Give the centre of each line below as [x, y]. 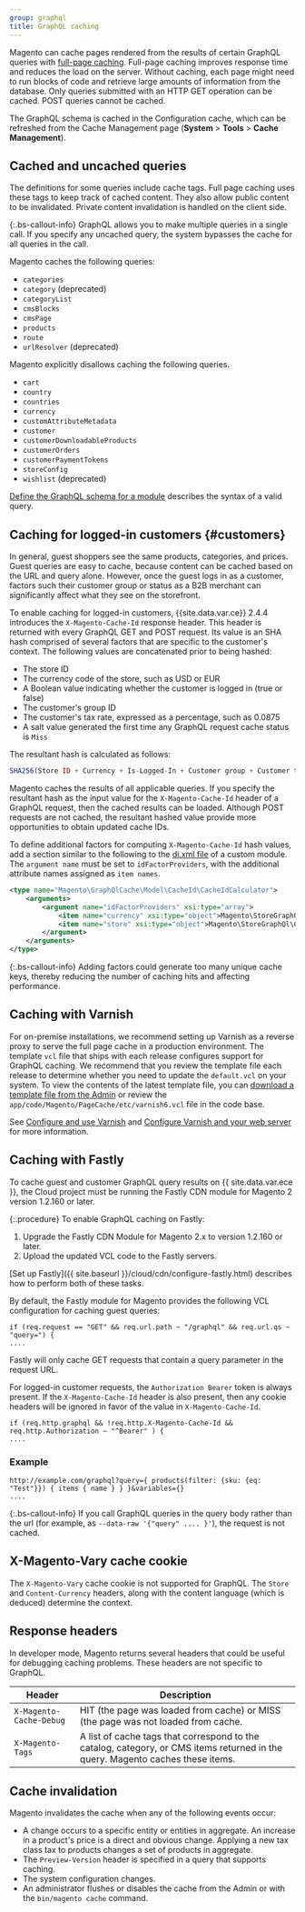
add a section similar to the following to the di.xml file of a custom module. [148, 854]
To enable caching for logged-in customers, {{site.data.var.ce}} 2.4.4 [139, 613]
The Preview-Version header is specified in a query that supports [144, 1859]
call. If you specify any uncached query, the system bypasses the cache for [151, 235]
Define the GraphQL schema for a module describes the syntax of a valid [146, 496]
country [37, 393]
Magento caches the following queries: [83, 262]
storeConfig [45, 470]
